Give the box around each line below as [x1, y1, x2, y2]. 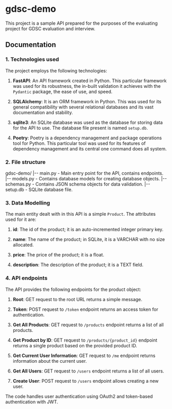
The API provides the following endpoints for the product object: [5, 286, 141, 292]
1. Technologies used [5, 56, 59, 63]
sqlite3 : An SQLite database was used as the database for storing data [12, 119, 163, 125]
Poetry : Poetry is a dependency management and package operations [12, 135, 162, 141]
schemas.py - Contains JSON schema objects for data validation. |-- [5, 181, 150, 187]
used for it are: [5, 216, 36, 222]
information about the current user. [12, 358, 87, 364]
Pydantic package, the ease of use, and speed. [12, 88, 113, 95]
